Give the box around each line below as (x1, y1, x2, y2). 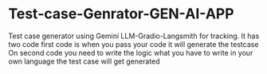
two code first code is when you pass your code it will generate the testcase (8, 39, 259, 49)
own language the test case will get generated (8, 56, 161, 66)
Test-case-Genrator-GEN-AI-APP (8, 5, 234, 23)
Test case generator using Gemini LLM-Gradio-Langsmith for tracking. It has (8, 31, 260, 41)
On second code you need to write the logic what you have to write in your (8, 48, 253, 57)
